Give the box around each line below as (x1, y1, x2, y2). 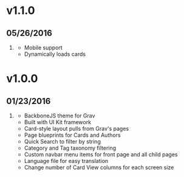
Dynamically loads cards (24, 50, 86, 58)
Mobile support (24, 44, 63, 51)
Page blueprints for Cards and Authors (24, 131, 121, 139)
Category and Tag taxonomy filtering (24, 144, 117, 151)
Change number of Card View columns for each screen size (24, 164, 174, 171)
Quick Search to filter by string (24, 138, 101, 145)
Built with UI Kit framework (24, 119, 92, 125)
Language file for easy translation (24, 158, 109, 164)
